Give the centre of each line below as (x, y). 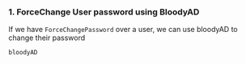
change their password (47, 38)
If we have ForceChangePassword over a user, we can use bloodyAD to (123, 30)
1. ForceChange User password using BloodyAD (104, 12)
